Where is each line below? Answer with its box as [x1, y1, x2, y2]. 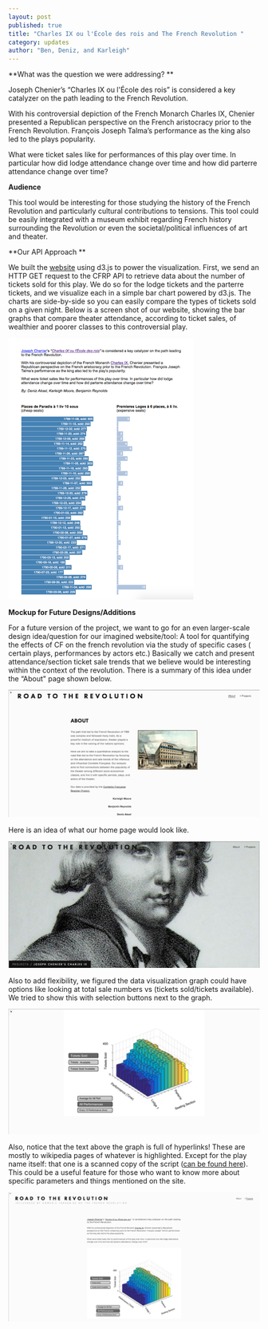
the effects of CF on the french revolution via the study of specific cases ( [8, 640, 251, 650]
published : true [8, 21, 62, 30]
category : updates [8, 38, 69, 46]
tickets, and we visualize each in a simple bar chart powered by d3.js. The [8, 288, 251, 298]
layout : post [8, 13, 52, 21]
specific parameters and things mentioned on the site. [8, 1176, 186, 1186]
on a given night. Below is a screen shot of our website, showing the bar [8, 305, 246, 315]
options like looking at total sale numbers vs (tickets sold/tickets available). [8, 985, 254, 994]
